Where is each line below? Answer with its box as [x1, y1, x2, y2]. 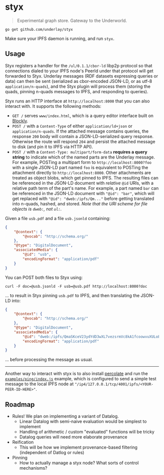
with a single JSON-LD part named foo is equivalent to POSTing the [12, 164, 148, 170]
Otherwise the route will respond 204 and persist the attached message [12, 139, 155, 144]
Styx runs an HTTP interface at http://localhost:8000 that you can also [5, 98, 150, 104]
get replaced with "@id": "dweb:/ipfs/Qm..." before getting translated [12, 196, 155, 201]
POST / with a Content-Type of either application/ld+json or [12, 123, 133, 129]
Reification [12, 439, 34, 445]
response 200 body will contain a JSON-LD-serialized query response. [12, 133, 154, 139]
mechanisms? [19, 465, 48, 471]
